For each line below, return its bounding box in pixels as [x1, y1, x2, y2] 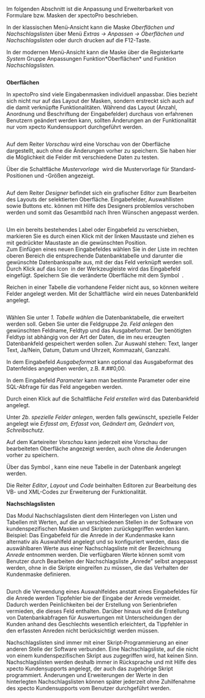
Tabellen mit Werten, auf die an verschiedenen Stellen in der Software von [6, 518, 194, 526]
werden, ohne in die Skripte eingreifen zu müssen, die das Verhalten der [6, 564, 188, 571]
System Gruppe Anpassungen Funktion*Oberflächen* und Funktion [6, 55, 176, 62]
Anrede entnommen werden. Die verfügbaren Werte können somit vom [6, 551, 185, 558]
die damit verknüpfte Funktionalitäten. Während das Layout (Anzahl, [6, 104, 177, 111]
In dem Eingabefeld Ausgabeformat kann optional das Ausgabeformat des [6, 358, 194, 366]
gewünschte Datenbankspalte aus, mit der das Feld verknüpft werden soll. [6, 259, 194, 266]
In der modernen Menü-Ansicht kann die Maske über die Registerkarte [6, 48, 184, 56]
